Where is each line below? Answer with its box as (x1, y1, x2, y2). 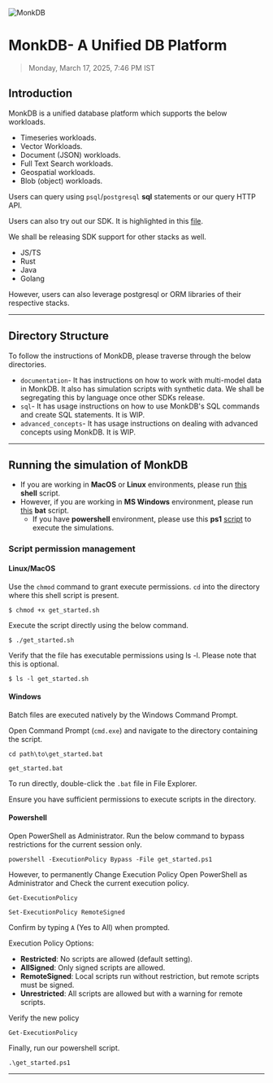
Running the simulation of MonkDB (8, 458, 188, 472)
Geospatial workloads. (19, 167, 96, 177)
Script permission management (8, 544, 136, 555)
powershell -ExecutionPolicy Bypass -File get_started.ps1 (8, 855, 213, 863)
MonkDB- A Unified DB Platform (8, 37, 227, 55)
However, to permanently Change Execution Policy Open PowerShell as (8, 869, 248, 879)
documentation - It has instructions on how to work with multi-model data (19, 375, 262, 385)
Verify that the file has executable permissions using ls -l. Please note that (8, 650, 257, 660)
